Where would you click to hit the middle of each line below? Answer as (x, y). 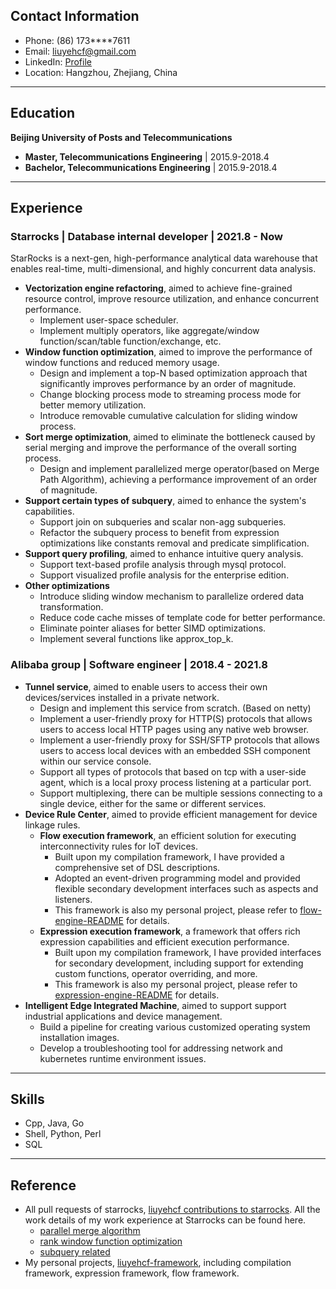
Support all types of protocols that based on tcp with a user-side (173, 771)
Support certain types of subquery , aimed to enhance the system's (165, 501)
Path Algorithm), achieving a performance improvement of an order (178, 480)
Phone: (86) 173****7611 (77, 40)
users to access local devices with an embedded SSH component (175, 750)
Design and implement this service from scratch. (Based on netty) (175, 708)
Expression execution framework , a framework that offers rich (170, 931)
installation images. (79, 1037)
